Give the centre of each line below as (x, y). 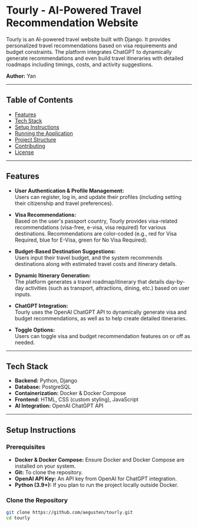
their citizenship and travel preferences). (64, 203)
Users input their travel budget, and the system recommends (88, 258)
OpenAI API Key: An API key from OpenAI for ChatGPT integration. (96, 479)
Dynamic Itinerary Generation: (53, 275)
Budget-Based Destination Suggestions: (65, 251)
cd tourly (18, 518)
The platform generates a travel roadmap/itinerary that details (90, 281)
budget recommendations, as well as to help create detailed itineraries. (101, 318)
